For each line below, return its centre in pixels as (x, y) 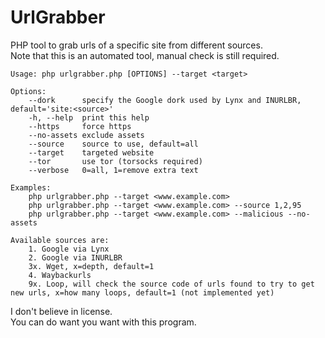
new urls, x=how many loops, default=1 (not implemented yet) (142, 292)
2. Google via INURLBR (75, 257)
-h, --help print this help (89, 117)
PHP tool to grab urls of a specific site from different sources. (136, 45)
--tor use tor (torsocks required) (115, 161)
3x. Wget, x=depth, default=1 (91, 266)
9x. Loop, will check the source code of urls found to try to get (171, 284)
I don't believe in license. (61, 311)
